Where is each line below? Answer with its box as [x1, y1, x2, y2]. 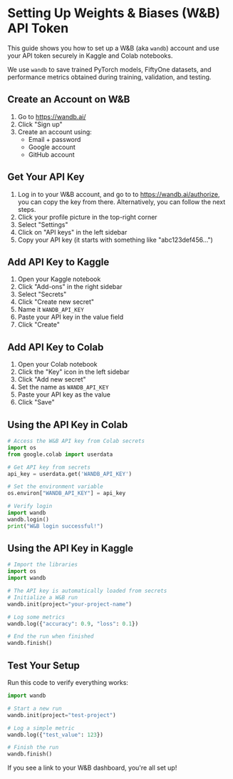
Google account [28, 143, 76, 151]
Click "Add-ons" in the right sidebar [17, 282, 123, 291]
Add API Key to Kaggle [7, 255, 110, 268]
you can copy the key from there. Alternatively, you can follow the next [17, 198, 226, 206]
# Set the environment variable [7, 483, 103, 490]
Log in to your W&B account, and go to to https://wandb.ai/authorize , [17, 190, 220, 198]
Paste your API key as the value [17, 390, 111, 399]
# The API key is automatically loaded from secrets [7, 587, 167, 595]
